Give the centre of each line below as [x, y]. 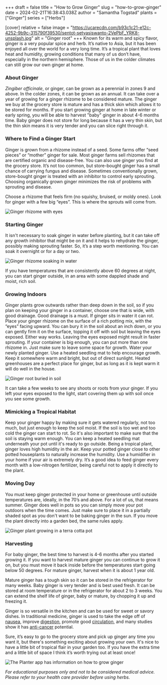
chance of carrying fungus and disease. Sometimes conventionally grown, [82, 171]
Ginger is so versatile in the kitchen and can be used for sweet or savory [80, 611]
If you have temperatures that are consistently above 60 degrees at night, [81, 270]
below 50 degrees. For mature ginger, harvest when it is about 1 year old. [80, 570]
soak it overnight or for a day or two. [43, 251]
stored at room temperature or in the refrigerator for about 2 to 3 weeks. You [84, 591]
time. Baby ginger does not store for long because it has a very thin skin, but [83, 120]
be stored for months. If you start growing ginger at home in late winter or [81, 110]
